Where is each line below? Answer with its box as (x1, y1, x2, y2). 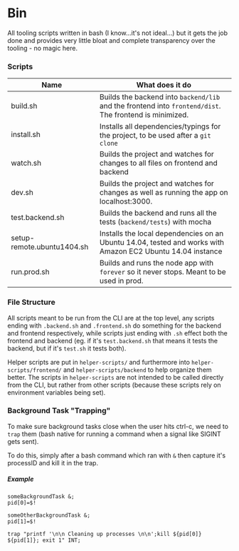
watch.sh (11, 158, 41, 168)
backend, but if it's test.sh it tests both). (7, 344, 127, 353)
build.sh (11, 101, 38, 111)
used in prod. (99, 276, 144, 286)
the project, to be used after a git (99, 131, 211, 141)
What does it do (136, 80, 192, 90)
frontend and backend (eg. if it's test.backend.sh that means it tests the (7, 336, 218, 345)
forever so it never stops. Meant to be (99, 267, 226, 277)
